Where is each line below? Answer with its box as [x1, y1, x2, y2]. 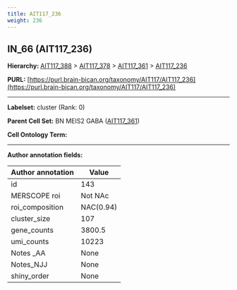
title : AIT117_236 [7, 10, 61, 18]
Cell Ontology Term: [7, 131, 68, 139]
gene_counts [11, 225, 54, 235]
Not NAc [80, 191, 109, 201]
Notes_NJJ [11, 260, 48, 270]
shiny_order [11, 271, 49, 281]
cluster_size [11, 214, 51, 224]
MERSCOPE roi [11, 191, 61, 201]
